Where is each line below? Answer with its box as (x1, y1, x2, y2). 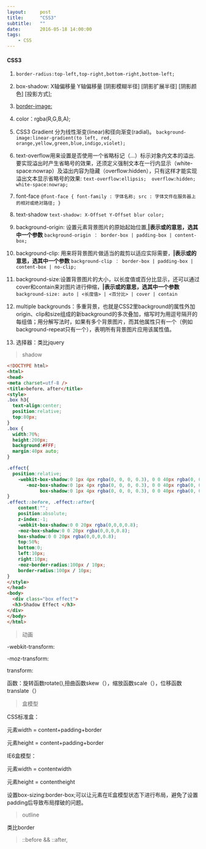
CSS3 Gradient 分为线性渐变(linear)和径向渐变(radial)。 (15, 128, 155, 135)
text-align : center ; (12, 402, 62, 409)
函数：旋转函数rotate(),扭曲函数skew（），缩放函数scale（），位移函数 (7, 679, 182, 687)
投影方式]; (26, 90, 53, 98)
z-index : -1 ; (18, 516, 48, 523)
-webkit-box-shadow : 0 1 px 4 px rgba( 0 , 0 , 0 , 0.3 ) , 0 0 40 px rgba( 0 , (18, 476, 196, 483)
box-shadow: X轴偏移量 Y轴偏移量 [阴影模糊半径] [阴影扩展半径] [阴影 (15, 83, 192, 90)
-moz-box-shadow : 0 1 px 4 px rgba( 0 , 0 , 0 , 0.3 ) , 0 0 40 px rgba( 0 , (26, 482, 196, 488)
